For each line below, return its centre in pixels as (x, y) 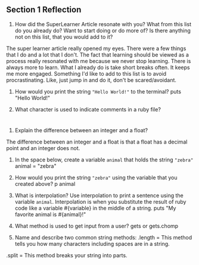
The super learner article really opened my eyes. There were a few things (96, 48)
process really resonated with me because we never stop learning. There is (99, 61)
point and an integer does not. (43, 148)
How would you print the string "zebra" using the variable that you (96, 177)
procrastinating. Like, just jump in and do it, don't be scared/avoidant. (91, 80)
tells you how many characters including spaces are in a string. (92, 244)
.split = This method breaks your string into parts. (67, 255)
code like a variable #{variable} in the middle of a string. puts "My (95, 208)
